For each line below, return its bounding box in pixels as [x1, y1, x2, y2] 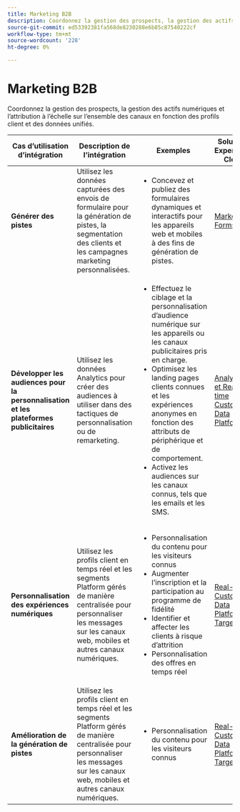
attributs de [151, 426, 191, 436]
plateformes [11, 412, 54, 422]
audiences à [76, 390, 118, 400]
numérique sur [151, 319, 201, 329]
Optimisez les [151, 364, 198, 374]
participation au [151, 586, 204, 596]
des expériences [11, 600, 69, 610]
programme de [151, 595, 201, 605]
